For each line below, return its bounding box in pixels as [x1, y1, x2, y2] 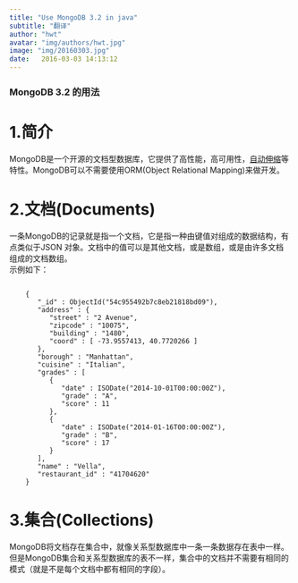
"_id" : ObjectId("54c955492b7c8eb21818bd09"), [37, 297, 218, 307]
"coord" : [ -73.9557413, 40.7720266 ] [48, 336, 199, 345]
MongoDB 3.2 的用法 [9, 86, 100, 98]
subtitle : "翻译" [9, 21, 72, 30]
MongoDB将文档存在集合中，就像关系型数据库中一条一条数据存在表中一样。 [9, 541, 289, 552]
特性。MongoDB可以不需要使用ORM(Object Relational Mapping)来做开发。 [9, 165, 285, 175]
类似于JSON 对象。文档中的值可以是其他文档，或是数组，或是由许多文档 [16, 241, 285, 252]
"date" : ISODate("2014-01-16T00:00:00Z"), [61, 422, 226, 432]
